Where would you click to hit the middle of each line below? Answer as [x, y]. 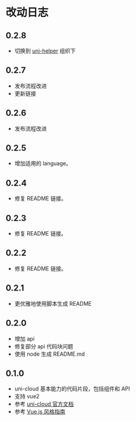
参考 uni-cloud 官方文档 [44, 404]
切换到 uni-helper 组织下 [45, 51]
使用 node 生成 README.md [50, 354]
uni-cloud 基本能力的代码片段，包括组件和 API [72, 389]
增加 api [24, 339]
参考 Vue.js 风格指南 [40, 412]
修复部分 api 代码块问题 [44, 346]
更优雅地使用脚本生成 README [53, 303]
